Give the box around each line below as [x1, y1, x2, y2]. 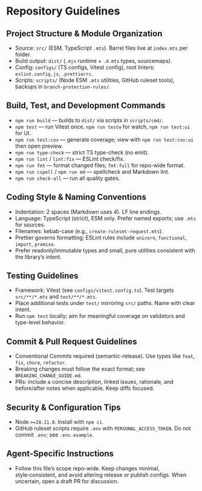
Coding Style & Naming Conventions [6, 192, 146, 202]
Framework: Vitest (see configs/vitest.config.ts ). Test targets [15, 286, 174, 294]
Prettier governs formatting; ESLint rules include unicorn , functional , [15, 234, 187, 241]
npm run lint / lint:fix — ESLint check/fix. [15, 155, 125, 162]
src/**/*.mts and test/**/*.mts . [15, 293, 97, 300]
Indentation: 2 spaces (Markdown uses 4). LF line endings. [15, 208, 161, 216]
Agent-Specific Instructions [6, 449, 114, 459]
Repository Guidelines [6, 4, 120, 18]
